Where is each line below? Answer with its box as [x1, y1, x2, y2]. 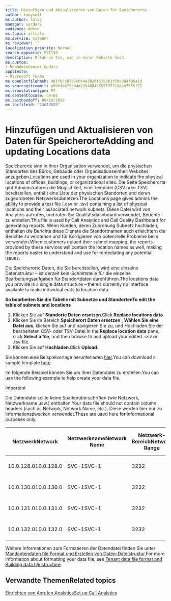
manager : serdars [5, 21, 42, 27]
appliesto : [5, 69, 28, 74]
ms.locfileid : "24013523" [5, 103, 60, 108]
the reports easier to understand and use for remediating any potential [5, 249, 153, 256]
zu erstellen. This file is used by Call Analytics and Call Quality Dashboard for [5, 217, 166, 223]
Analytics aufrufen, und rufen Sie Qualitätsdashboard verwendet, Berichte [5, 212, 160, 218]
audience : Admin [5, 27, 40, 32]
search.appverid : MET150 [5, 50, 58, 55]
